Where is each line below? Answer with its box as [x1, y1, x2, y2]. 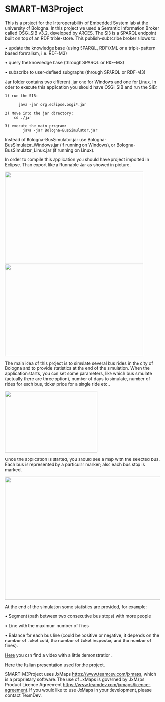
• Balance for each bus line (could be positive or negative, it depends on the [5, 632, 160, 638]
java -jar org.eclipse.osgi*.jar [18, 102, 87, 107]
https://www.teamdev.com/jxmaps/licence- [63, 681, 151, 687]
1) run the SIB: [5, 93, 38, 98]
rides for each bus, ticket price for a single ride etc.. [5, 381, 110, 387]
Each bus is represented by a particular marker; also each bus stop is [5, 461, 145, 467]
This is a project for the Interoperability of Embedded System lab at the [5, 20, 149, 26]
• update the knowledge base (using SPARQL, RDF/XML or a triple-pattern [5, 45, 156, 51]
